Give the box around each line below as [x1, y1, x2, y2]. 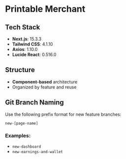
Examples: [5, 132, 31, 139]
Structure [5, 66, 35, 74]
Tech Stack [5, 23, 40, 31]
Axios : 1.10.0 [12, 47, 38, 52]
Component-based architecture [12, 79, 77, 84]
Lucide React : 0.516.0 [12, 52, 56, 57]
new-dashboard [12, 144, 41, 149]
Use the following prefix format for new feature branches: [5, 111, 122, 117]
